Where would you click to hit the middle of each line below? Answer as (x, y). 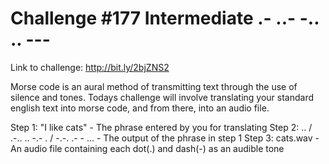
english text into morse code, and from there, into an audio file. (140, 108)
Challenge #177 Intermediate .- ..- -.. (165, 18)
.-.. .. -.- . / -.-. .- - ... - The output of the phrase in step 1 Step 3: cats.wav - (165, 138)
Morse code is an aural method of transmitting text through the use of (154, 86)
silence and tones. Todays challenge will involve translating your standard (162, 97)
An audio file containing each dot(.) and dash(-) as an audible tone (147, 148)
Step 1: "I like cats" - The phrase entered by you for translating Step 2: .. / (161, 127)
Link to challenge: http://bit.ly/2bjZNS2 (90, 67)
